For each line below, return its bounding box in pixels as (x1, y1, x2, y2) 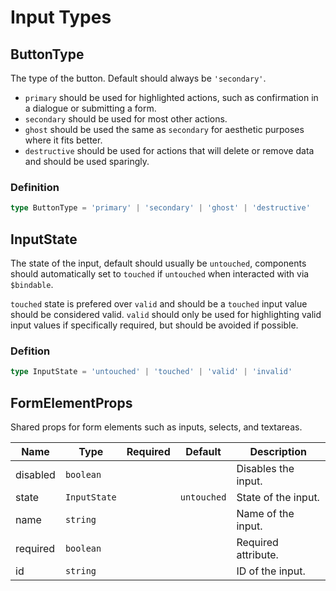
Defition (10, 344, 51, 358)
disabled (15, 467, 56, 481)
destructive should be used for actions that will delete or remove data (24, 145, 315, 156)
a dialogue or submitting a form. (24, 102, 157, 114)
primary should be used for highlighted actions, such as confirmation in (24, 92, 319, 103)
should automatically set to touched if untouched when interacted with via (10, 267, 310, 280)
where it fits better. (24, 134, 103, 146)
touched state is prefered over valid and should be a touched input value (10, 297, 308, 310)
